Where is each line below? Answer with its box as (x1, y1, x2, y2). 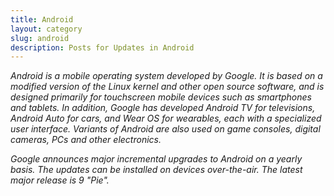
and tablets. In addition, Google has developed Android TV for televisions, (10, 102, 316, 114)
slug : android (10, 33, 70, 43)
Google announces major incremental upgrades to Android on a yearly (10, 153, 303, 165)
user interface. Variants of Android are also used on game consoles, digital (10, 123, 321, 135)
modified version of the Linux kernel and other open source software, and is (10, 81, 325, 93)
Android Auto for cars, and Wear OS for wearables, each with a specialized (10, 112, 322, 125)
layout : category (10, 24, 83, 34)
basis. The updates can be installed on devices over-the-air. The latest (10, 164, 303, 176)
